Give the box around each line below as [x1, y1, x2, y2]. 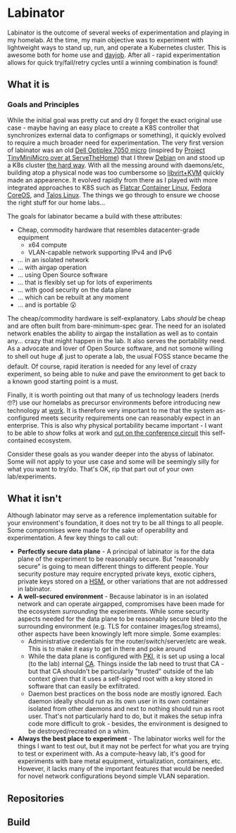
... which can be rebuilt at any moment [17, 292, 129, 301]
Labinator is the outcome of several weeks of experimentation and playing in [7, 28, 230, 37]
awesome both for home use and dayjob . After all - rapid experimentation [7, 51, 221, 59]
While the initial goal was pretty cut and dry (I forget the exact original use [7, 116, 222, 124]
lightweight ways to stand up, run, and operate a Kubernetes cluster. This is [7, 43, 227, 51]
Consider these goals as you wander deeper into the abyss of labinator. [7, 450, 215, 458]
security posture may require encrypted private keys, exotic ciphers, [17, 569, 216, 579]
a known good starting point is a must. [7, 377, 118, 385]
